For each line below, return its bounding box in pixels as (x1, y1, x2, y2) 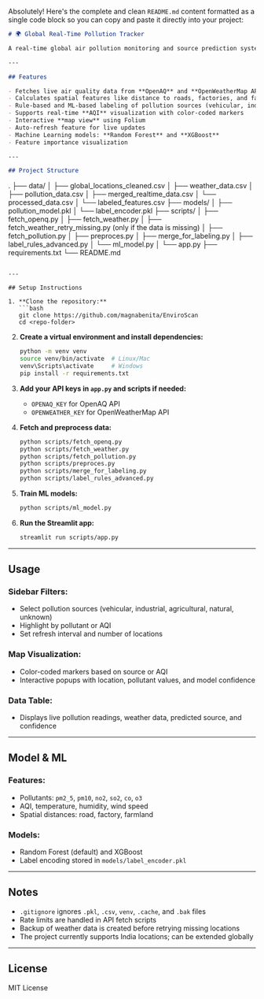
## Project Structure (8, 167, 79, 175)
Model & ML (8, 752, 68, 765)
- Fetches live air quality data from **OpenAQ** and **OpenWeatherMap (8, 87, 247, 95)
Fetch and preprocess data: (19, 422, 112, 432)
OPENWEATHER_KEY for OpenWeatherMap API (31, 407, 170, 417)
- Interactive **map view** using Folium (8, 117, 146, 124)
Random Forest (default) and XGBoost (19, 847, 143, 857)
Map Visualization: (8, 649, 82, 660)
